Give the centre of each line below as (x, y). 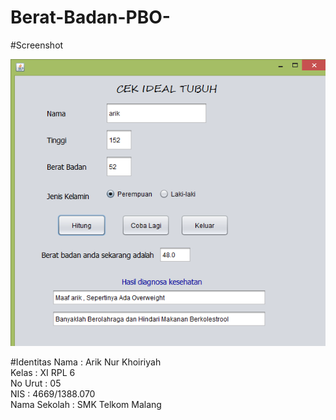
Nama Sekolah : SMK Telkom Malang (86, 405)
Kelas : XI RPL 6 (43, 373)
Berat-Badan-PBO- (90, 17)
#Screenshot (37, 45)
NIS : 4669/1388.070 (53, 394)
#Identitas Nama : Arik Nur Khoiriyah (86, 362)
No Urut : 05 (36, 383)
